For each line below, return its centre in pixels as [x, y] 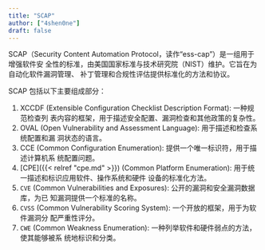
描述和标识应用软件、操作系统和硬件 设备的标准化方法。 [119, 178]
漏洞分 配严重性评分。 [63, 218]
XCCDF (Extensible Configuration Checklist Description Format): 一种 [133, 108]
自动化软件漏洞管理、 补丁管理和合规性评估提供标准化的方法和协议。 [121, 74]
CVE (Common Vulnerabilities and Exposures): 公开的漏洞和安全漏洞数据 [137, 188]
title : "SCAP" [32, 16]
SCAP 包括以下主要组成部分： [57, 91]
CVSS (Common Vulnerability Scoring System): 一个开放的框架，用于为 [134, 208]
